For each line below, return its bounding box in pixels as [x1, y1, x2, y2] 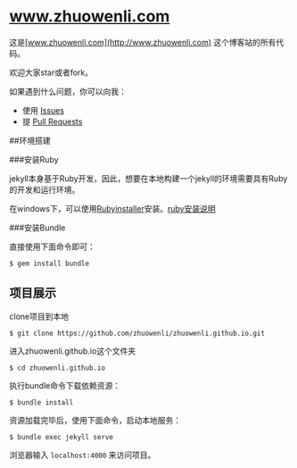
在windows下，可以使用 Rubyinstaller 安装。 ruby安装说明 [9, 203, 216, 213]
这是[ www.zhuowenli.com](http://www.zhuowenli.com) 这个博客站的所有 [9, 37, 276, 47]
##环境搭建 [9, 135, 51, 146]
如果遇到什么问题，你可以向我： [9, 86, 127, 96]
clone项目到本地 [9, 311, 70, 322]
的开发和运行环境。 [9, 184, 80, 195]
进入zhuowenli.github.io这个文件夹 [9, 346, 136, 356]
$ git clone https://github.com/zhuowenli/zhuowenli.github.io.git [9, 329, 266, 338]
